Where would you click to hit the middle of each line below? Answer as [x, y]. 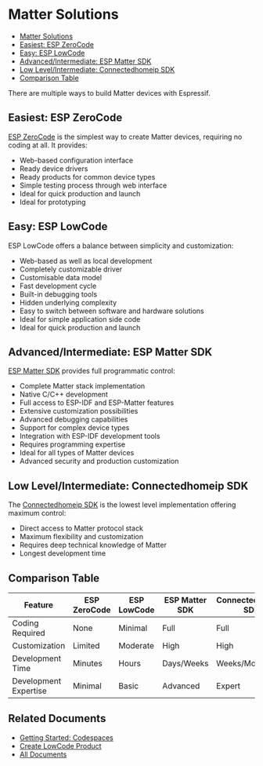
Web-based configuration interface [76, 160]
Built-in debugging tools [58, 294]
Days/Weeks [186, 663]
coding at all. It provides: [48, 145]
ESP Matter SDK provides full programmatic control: [92, 371]
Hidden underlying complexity [68, 302]
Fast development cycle [58, 286]
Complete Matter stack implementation [82, 386]
